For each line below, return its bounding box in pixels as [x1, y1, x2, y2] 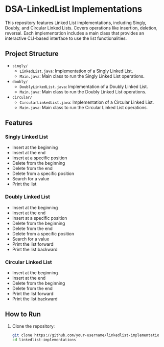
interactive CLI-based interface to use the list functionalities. [5, 35, 127, 41]
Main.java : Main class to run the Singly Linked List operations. [19, 73, 145, 79]
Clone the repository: [12, 323, 55, 329]
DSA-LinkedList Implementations [5, 3, 142, 15]
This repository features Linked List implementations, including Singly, [5, 20, 147, 26]
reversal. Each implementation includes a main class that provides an [5, 30, 144, 36]
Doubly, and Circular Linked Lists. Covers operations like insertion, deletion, [5, 25, 158, 30]
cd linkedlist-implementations [12, 337, 76, 342]
